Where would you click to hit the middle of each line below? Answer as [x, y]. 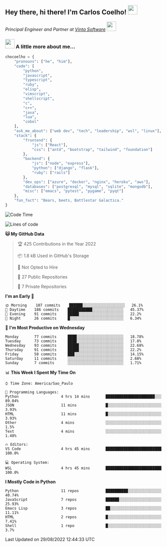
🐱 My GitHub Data [25, 234]
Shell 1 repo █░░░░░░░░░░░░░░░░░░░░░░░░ [83, 526]
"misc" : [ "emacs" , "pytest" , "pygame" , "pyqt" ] [73, 191]
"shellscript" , [39, 98]
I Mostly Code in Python [30, 482]
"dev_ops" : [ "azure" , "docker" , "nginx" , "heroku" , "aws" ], [87, 182]
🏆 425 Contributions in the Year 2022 [57, 244]
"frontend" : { [38, 140]
